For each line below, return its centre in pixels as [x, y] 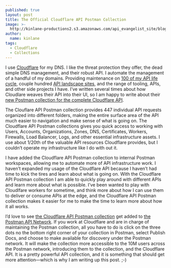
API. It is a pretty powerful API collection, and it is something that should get [85, 254]
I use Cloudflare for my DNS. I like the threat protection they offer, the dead [84, 67]
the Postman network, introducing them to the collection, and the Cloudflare [85, 249]
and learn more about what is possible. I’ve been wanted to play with [77, 185]
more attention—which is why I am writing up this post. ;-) [66, 260]
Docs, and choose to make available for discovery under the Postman [78, 238]
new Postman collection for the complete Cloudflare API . [65, 100]
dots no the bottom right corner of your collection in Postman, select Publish [85, 232]
